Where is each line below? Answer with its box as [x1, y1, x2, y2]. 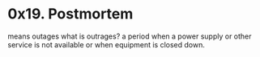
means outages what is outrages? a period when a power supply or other [7, 31, 252, 41]
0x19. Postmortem [7, 5, 134, 23]
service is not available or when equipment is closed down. [7, 39, 206, 49]
